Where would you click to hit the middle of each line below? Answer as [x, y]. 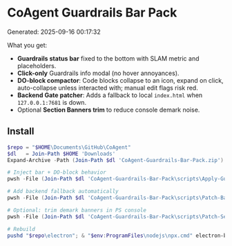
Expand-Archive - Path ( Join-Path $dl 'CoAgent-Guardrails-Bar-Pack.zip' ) [116, 160]
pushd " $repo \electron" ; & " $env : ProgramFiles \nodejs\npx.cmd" [100, 236]
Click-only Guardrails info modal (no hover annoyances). [98, 73]
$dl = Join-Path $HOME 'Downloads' [61, 154]
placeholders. [37, 65]
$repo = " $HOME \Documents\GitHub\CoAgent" [69, 147]
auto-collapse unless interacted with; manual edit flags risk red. [107, 88]
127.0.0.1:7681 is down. [52, 102]
